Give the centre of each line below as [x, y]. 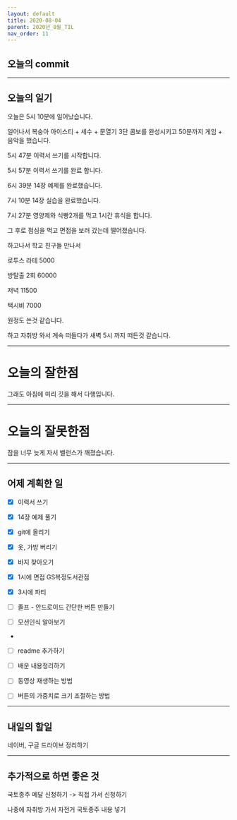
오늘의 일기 [30, 98]
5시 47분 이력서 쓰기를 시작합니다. [54, 155]
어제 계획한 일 [35, 484]
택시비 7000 [24, 305]
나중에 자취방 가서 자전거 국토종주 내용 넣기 [67, 809]
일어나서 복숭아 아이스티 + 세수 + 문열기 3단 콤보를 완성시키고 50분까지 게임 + [115, 131]
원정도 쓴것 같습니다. [36, 320]
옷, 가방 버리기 [37, 547]
